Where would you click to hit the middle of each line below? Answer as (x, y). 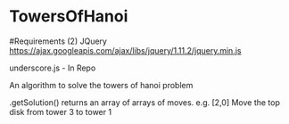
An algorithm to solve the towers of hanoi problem (101, 85)
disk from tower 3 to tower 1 (61, 112)
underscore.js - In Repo (53, 68)
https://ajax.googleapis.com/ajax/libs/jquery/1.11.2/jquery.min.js (125, 50)
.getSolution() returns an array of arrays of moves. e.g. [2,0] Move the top (145, 102)
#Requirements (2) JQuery (58, 41)
